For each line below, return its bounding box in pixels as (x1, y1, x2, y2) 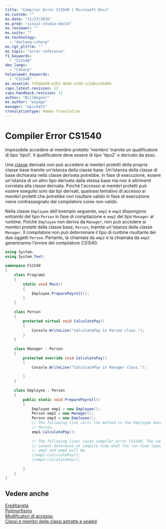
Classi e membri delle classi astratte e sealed (5, 519, 97, 525)
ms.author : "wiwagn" (5, 100, 48, 105)
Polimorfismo (5, 508, 32, 514)
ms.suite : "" (5, 30, 32, 35)
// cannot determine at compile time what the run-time (31, 443, 149, 449)
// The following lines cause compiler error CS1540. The (31, 439, 154, 444)
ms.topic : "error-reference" (5, 49, 65, 54)
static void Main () (23, 282, 63, 287)
